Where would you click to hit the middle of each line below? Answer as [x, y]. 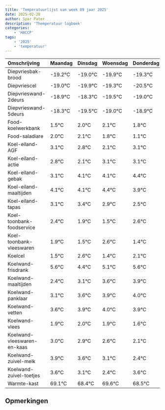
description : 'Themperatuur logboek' [44, 23]
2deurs [16, 100]
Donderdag [146, 63]
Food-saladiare [26, 136]
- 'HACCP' [24, 33]
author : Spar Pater [25, 19]
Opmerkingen [27, 401]
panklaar [18, 298]
